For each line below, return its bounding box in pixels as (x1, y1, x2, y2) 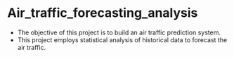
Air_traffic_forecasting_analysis (7, 5, 198, 21)
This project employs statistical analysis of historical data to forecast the (17, 35, 228, 44)
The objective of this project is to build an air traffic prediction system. (17, 28, 221, 37)
